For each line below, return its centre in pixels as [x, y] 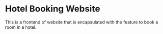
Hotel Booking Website [53, 9]
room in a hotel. [21, 27]
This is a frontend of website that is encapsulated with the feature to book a [81, 22]
